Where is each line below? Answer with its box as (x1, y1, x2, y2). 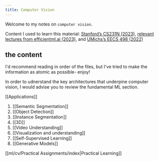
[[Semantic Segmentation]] (12, 103, 68, 109)
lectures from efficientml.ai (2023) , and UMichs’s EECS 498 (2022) (5, 36, 143, 42)
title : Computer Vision (5, 7, 55, 12)
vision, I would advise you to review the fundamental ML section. (5, 84, 139, 90)
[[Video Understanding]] (12, 124, 63, 130)
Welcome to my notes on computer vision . (5, 21, 92, 27)
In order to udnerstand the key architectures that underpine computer (5, 78, 148, 85)
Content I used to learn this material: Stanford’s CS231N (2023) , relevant (5, 30, 154, 36)
